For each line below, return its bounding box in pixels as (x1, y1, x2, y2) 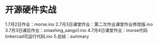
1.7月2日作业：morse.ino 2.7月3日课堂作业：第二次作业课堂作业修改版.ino (5, 21, 153, 27)
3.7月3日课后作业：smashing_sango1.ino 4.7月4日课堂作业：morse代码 (5, 27, 148, 33)
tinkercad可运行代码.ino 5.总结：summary (5, 33, 89, 39)
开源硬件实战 (5, 4, 57, 15)
